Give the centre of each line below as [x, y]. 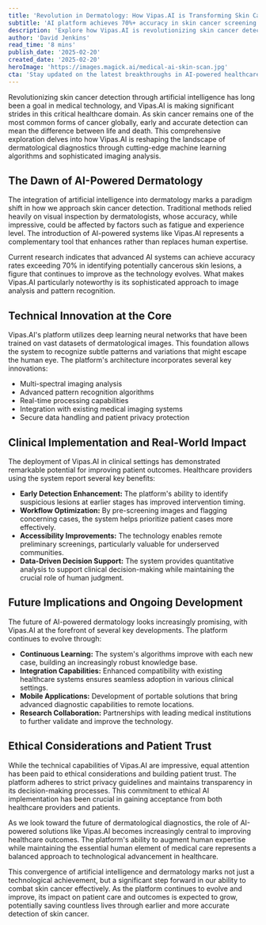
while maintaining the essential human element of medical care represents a [132, 847]
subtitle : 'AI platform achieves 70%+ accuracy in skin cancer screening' [134, 23]
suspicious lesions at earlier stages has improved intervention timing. [132, 502]
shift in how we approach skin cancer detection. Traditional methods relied [130, 208]
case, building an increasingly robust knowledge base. [108, 662]
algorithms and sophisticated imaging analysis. [85, 156]
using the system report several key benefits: [82, 478]
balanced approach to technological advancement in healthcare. [114, 856]
